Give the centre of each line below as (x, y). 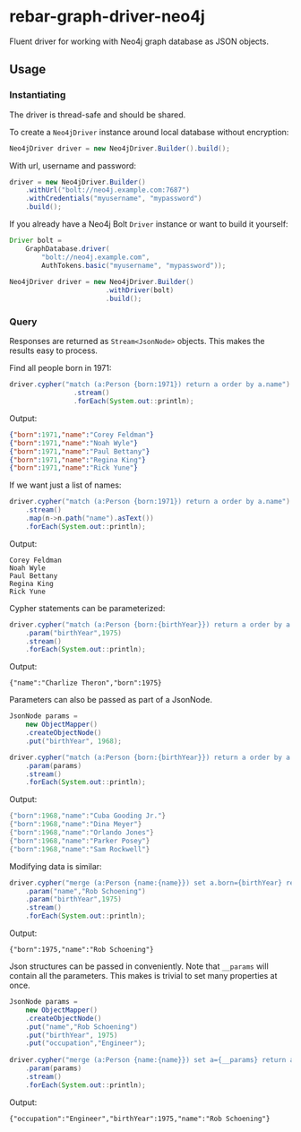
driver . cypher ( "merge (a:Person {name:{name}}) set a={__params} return (148, 1060)
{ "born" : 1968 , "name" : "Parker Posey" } (80, 841)
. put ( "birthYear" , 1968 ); (74, 741)
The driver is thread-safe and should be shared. (98, 115)
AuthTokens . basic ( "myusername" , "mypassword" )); (134, 265)
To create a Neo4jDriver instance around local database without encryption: (149, 132)
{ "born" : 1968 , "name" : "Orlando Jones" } (82, 833)
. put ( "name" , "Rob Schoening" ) (82, 1027)
